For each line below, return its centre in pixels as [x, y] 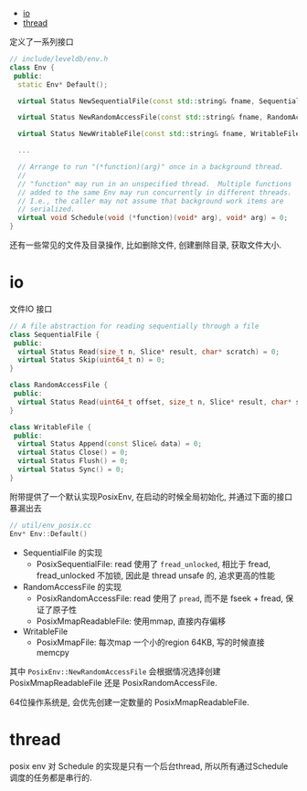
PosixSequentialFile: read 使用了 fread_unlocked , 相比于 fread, [153, 564]
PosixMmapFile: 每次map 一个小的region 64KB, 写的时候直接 [150, 642]
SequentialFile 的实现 [63, 553]
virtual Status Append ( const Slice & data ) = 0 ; [110, 444]
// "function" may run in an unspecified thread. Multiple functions [155, 184]
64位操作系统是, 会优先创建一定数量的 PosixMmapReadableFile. [129, 701]
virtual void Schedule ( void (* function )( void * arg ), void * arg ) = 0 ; [153, 218]
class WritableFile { [51, 427]
